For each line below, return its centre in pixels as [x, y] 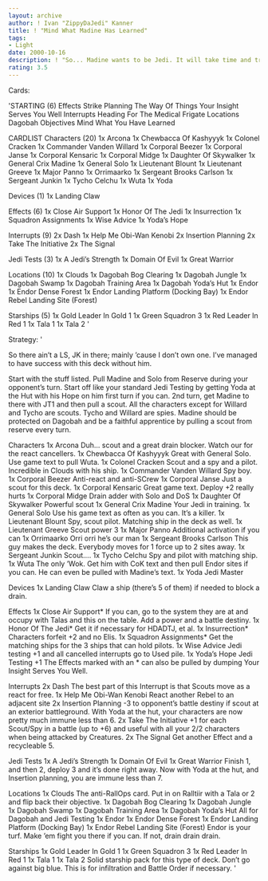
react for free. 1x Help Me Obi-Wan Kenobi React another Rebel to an [121, 694]
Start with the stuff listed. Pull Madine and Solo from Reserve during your [128, 379]
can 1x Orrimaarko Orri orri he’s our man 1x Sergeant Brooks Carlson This [128, 538]
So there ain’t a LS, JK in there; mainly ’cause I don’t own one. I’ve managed [133, 355]
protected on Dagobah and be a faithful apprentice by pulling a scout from [130, 421]
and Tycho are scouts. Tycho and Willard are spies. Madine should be [122, 412]
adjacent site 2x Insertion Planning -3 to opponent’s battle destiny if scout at [134, 703]
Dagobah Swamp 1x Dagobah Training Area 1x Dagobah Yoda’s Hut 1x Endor [134, 283]
